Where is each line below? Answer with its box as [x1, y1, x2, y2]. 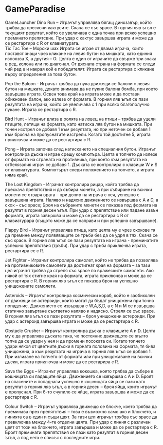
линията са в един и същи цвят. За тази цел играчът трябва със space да [5, 414, 157, 420]
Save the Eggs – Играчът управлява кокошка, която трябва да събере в [5, 368, 154, 374]
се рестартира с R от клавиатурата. [5, 40, 80, 46]
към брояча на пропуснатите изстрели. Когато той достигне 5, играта [5, 131, 151, 137]
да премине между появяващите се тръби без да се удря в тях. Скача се [5, 232, 158, 238]
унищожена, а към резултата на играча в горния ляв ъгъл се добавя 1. [5, 348, 152, 354]
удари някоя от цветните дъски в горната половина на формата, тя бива [5, 343, 156, 349]
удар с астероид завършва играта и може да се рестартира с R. [5, 318, 140, 324]
